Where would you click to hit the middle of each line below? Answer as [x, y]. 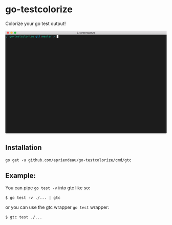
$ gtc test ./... [24, 217]
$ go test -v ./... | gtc [33, 198]
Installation [24, 148]
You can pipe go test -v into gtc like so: [48, 188]
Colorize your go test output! [36, 23]
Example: [20, 176]
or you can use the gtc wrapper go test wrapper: [57, 207]
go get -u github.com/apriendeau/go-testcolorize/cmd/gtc [68, 160]
